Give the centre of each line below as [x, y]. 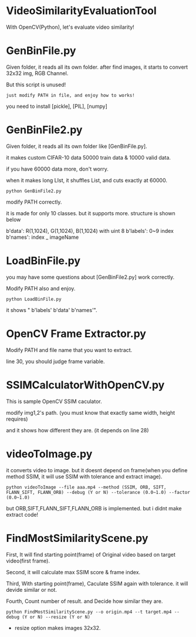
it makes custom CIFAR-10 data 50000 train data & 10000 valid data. [89, 157]
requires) [17, 419]
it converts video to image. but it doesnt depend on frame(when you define [97, 470]
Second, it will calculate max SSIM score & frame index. [73, 572]
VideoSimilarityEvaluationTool [81, 11]
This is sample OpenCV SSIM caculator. [54, 401]
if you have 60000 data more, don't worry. [57, 169]
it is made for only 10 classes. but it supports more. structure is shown [91, 213]
